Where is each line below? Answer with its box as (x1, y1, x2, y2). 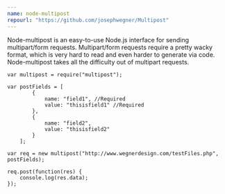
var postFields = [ (7, 83, 64, 90)
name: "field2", (44, 119, 92, 127)
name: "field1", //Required (44, 95, 126, 103)
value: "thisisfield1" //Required (44, 101, 144, 108)
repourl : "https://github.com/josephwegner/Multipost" (7, 17, 169, 24)
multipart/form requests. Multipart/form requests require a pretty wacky (7, 43, 213, 51)
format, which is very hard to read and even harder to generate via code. (7, 50, 215, 59)
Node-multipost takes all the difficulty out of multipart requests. (7, 58, 190, 66)
